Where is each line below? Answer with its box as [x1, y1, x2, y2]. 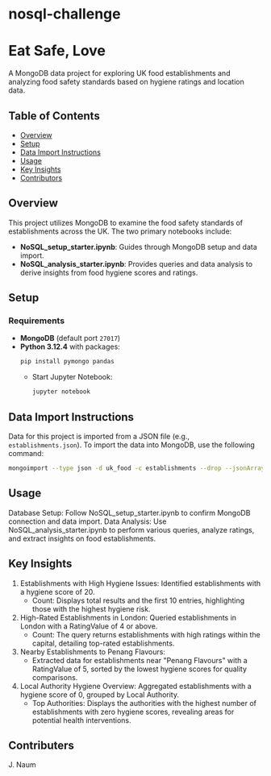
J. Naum [8, 760, 36, 770]
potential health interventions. [31, 715, 131, 725]
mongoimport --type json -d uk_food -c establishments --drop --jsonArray [8, 464, 265, 472]
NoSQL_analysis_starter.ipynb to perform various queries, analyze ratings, [8, 525, 255, 534]
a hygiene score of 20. [19, 587, 95, 596]
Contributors [19, 172, 63, 182]
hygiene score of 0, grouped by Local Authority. [19, 690, 180, 699]
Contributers [8, 738, 75, 752]
